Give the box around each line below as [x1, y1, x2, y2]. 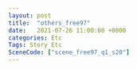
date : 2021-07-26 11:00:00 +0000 [8, 26, 127, 34]
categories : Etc [8, 33, 62, 42]
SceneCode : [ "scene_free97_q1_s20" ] [8, 48, 130, 56]
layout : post [8, 11, 52, 20]
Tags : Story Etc [8, 41, 62, 49]
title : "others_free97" [8, 19, 91, 27]
